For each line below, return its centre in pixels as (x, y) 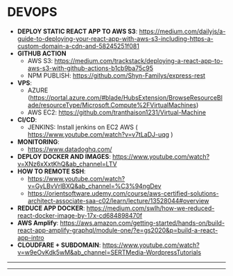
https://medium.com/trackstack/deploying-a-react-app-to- (139, 60)
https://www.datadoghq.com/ (70, 149)
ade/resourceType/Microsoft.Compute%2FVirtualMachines (112, 105)
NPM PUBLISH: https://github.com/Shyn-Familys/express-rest (116, 75)
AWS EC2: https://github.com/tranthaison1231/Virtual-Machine (117, 112)
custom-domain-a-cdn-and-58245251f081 (78, 46)
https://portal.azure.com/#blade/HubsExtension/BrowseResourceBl (127, 97)
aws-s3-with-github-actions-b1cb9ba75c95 (90, 68)
